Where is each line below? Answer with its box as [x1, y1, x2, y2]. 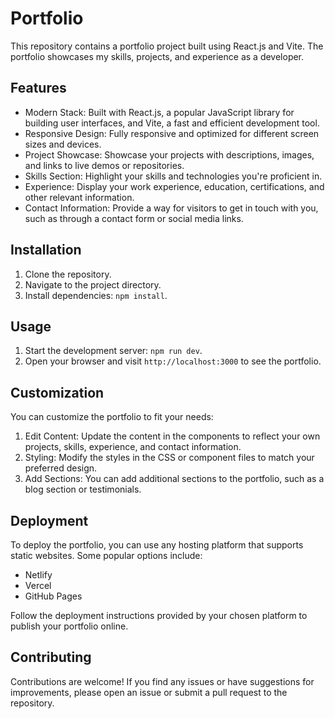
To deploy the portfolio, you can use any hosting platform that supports [10, 539, 304, 551]
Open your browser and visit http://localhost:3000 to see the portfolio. [24, 355, 322, 367]
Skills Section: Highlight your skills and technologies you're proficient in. [24, 170, 323, 182]
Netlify [24, 569, 53, 581]
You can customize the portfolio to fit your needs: [10, 411, 214, 423]
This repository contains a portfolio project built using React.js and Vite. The [10, 40, 324, 52]
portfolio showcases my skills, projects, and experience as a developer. [10, 50, 305, 62]
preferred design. [24, 462, 98, 474]
